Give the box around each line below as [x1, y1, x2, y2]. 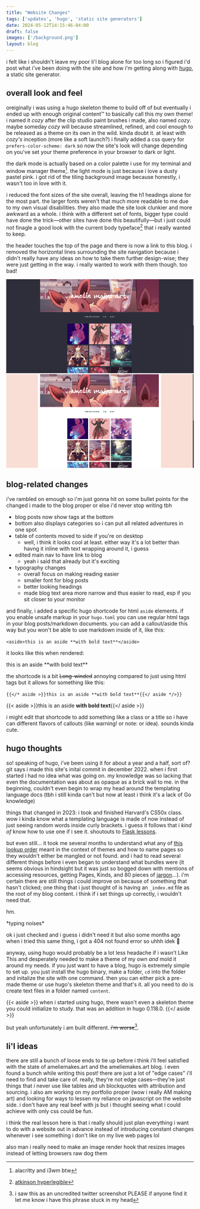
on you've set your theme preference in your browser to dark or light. [6, 148, 176, 155]
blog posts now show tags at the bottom [14, 513, 114, 520]
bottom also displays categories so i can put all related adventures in [14, 520, 183, 527]
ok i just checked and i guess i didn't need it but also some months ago [6, 931, 180, 938]
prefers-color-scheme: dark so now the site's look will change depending [6, 142, 187, 149]
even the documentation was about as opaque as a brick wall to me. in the [6, 778, 189, 786]
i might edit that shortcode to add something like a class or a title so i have [6, 713, 189, 721]
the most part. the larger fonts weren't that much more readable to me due [6, 197, 189, 205]
